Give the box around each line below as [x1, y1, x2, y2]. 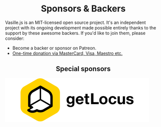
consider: [5, 35, 25, 41]
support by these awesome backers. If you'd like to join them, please [5, 30, 146, 36]
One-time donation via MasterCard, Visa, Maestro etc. [12, 50, 123, 56]
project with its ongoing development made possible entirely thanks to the [5, 24, 157, 30]
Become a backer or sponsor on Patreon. [12, 45, 97, 51]
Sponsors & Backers [41, 3, 126, 14]
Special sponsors [55, 65, 111, 73]
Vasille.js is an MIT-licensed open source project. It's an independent [5, 19, 146, 25]
